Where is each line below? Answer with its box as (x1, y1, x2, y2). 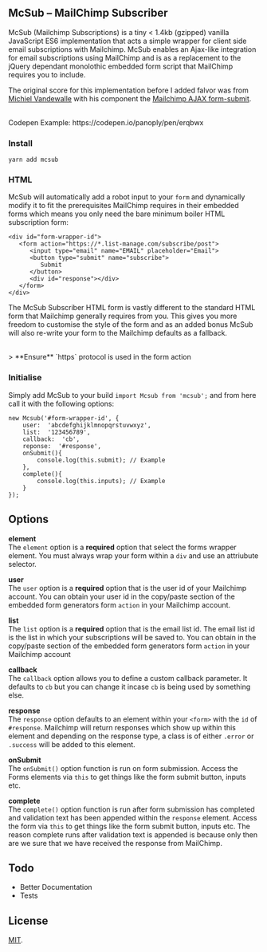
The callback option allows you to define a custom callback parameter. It (8, 673, 248, 683)
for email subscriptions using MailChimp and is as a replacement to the (8, 53, 241, 62)
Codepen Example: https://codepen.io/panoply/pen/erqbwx (8, 117, 204, 127)
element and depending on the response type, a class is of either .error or (8, 731, 254, 741)
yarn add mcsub (8, 155, 59, 164)
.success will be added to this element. (8, 739, 135, 749)
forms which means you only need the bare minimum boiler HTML (8, 209, 226, 218)
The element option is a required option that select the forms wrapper (8, 542, 237, 552)
